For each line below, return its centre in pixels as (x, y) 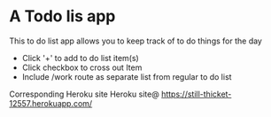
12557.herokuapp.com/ (51, 103)
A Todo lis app (62, 16)
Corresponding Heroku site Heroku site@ (84, 94)
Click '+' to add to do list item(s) (80, 58)
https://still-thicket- (196, 94)
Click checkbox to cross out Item (82, 67)
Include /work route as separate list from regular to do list (127, 76)
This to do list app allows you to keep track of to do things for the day (136, 41)
